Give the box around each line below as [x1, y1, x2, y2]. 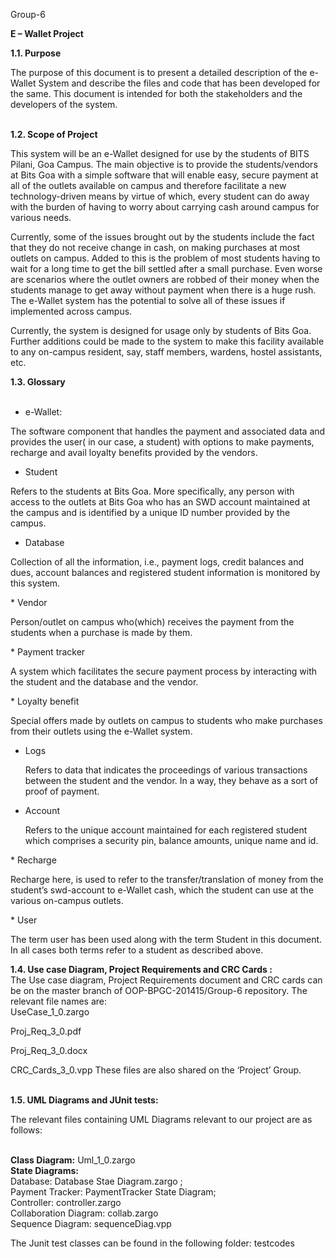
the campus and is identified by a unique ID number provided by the [10, 507, 291, 518]
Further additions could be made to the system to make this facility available [10, 335, 325, 347]
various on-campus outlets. [10, 895, 124, 906]
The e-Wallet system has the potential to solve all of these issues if [10, 295, 286, 306]
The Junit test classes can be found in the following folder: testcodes [10, 1237, 295, 1249]
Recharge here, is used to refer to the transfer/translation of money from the [10, 874, 324, 885]
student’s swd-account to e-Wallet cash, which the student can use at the [10, 884, 314, 896]
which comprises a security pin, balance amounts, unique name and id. [24, 835, 319, 846]
